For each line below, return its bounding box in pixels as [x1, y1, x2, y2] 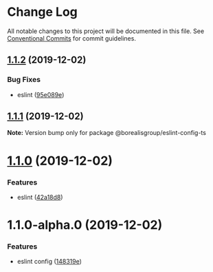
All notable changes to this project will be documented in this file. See [7, 27, 205, 35]
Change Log [7, 4, 78, 20]
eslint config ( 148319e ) [16, 258, 82, 266]
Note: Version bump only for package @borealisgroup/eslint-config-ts [7, 129, 206, 137]
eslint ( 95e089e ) [16, 90, 65, 98]
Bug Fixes [7, 75, 41, 85]
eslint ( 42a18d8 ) [16, 193, 63, 201]
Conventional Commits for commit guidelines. [7, 34, 136, 42]
